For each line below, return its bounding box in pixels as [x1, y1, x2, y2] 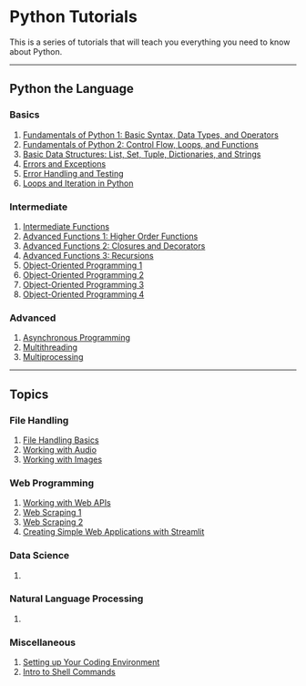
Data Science [9, 549, 70, 562]
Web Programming [9, 476, 95, 489]
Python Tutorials [9, 6, 138, 27]
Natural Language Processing [9, 592, 144, 605]
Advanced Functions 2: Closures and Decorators [22, 240, 206, 251]
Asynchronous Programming [22, 333, 130, 343]
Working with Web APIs [22, 497, 111, 508]
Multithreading [22, 342, 78, 353]
